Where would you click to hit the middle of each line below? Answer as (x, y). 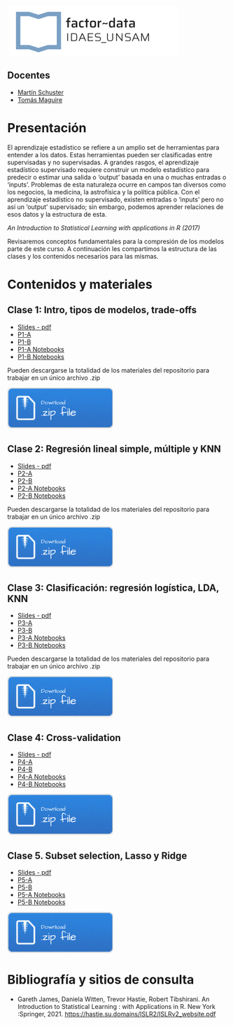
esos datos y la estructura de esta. (57, 214)
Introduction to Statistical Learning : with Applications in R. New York (116, 1006)
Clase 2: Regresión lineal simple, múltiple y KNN (114, 449)
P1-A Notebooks (41, 349)
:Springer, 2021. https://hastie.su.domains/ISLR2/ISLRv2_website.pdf (116, 1014)
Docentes (29, 76)
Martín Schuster (41, 92)
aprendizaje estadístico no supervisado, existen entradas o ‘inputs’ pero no (115, 199)
